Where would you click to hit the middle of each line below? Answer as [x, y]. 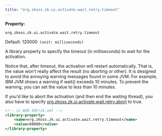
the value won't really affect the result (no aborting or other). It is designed [81, 71]
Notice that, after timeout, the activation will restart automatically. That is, [79, 66]
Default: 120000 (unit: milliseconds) [44, 42]
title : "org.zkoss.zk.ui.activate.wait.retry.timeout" [62, 10]
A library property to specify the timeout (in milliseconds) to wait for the [78, 51]
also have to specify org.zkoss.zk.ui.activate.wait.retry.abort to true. [74, 102]
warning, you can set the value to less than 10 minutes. [61, 87]
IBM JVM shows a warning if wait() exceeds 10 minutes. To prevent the [77, 82]
